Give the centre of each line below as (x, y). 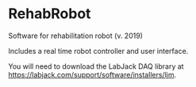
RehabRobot (50, 14)
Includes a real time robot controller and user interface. (98, 51)
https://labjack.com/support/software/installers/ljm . (92, 74)
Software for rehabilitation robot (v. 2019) (75, 36)
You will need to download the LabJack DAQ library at (96, 66)
